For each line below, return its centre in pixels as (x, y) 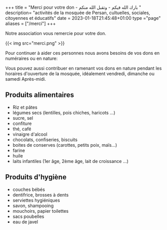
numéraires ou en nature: (32, 58)
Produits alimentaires (40, 95)
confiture (22, 123)
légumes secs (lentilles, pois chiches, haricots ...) (64, 112)
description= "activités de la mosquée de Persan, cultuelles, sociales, (78, 13)
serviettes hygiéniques (36, 200)
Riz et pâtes (25, 107)
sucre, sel (23, 118)
